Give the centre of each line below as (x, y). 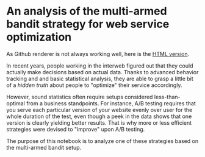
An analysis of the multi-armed (87, 11)
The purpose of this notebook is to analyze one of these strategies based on (103, 141)
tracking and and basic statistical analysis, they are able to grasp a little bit (100, 78)
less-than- (167, 97)
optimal (16, 103)
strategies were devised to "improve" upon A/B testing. (76, 129)
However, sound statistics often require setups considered (80, 97)
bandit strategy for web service (88, 24)
